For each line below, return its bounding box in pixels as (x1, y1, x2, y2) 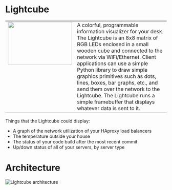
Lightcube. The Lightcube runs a (77, 92, 155, 99)
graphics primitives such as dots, (77, 73, 157, 80)
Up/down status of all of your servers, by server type (12, 144, 125, 150)
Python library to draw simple (77, 66, 148, 73)
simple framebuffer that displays (77, 98, 155, 105)
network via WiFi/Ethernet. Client (77, 53, 156, 60)
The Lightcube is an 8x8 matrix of (77, 34, 158, 41)
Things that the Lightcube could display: (5, 118, 91, 124)
